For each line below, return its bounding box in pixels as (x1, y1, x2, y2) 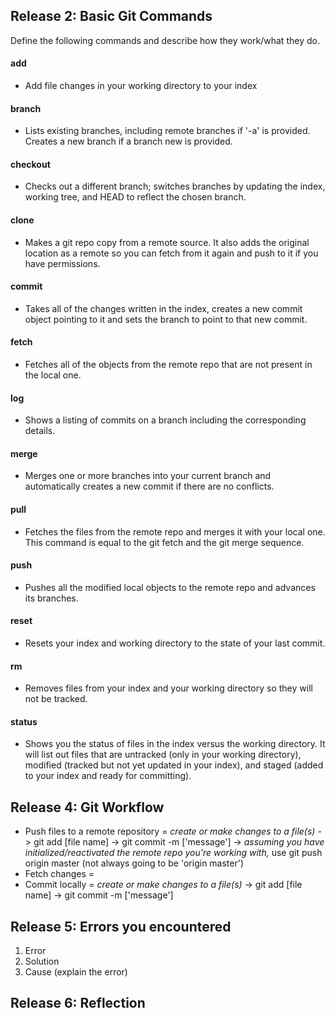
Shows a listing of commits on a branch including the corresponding (24, 414, 307, 426)
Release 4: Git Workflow (10, 799, 165, 816)
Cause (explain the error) (24, 966, 128, 978)
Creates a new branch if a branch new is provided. (24, 135, 233, 148)
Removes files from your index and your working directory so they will (24, 682, 313, 694)
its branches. (24, 592, 79, 604)
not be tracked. (24, 693, 88, 705)
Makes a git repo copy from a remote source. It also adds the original (24, 236, 310, 248)
